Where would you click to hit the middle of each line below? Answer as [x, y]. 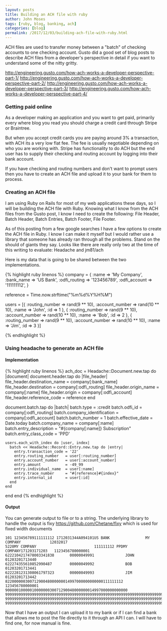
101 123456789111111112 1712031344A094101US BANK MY [78, 538]
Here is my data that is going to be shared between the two [66, 259]
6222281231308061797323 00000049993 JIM [69, 573]
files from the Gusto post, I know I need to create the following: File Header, [83, 214]
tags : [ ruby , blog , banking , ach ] [41, 24]
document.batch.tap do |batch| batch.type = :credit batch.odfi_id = [74, 407]
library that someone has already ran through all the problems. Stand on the [83, 239]
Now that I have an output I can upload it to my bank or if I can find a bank [81, 612]
